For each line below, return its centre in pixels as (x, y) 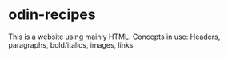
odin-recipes (52, 15)
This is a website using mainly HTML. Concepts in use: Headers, (114, 37)
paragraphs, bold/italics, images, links (71, 44)
